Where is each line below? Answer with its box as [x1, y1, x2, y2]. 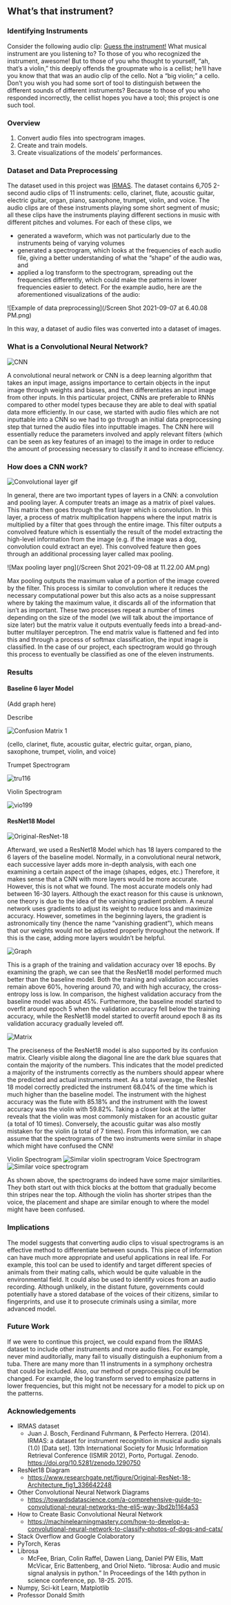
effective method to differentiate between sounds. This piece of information [7, 1245, 223, 1254]
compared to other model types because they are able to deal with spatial [7, 401, 217, 409]
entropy [7, 990, 30, 998]
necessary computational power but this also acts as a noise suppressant [7, 591, 216, 599]
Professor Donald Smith [17, 1591, 85, 1599]
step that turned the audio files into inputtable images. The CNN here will [7, 422, 214, 431]
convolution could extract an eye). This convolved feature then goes [7, 542, 201, 551]
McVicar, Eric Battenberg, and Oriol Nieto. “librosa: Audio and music [27, 1561, 221, 1570]
